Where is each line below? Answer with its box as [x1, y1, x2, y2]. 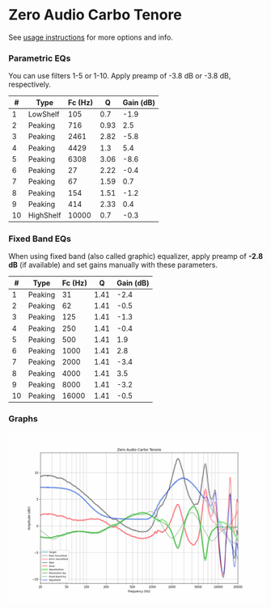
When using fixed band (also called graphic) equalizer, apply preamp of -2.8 [8, 252, 264, 261]
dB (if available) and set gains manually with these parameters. [8, 260, 218, 270]
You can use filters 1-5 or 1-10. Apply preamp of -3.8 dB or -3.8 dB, [8, 71, 231, 81]
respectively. [8, 79, 51, 90]
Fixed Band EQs [8, 233, 71, 244]
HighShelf [28, 210, 61, 220]
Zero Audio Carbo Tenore [8, 6, 182, 24]
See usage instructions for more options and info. [8, 32, 174, 42]
